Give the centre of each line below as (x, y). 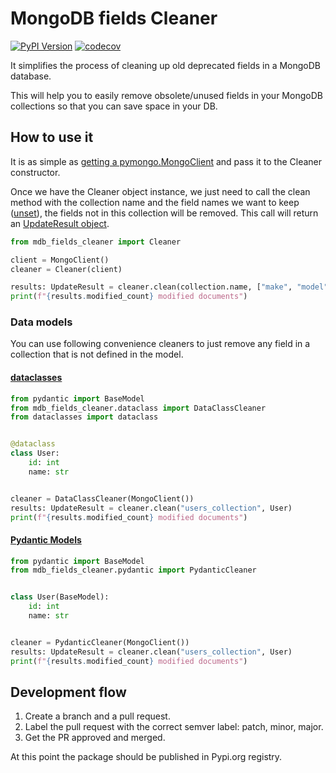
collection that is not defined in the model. (97, 354)
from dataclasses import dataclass (84, 417)
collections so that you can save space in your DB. (114, 106)
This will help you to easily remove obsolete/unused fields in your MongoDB (166, 95)
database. (31, 76)
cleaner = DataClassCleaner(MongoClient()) (102, 498)
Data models (41, 322)
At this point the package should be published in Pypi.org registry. (146, 757)
